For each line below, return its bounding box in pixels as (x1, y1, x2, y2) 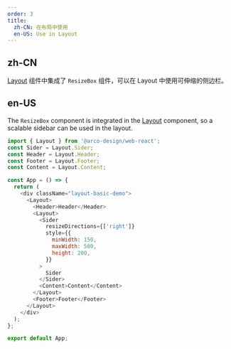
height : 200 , (52, 249, 91, 257)
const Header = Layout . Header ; (7, 151, 100, 158)
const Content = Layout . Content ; (7, 164, 107, 171)
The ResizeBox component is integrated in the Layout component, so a (7, 116, 213, 124)
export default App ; (7, 335, 69, 342)
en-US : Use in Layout (14, 30, 78, 38)
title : (7, 17, 27, 24)
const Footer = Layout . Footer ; (7, 157, 100, 164)
